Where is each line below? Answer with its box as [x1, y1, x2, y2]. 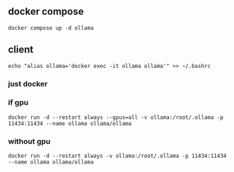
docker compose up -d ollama [8, 24, 94, 31]
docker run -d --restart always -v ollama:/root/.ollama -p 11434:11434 [8, 152, 227, 160]
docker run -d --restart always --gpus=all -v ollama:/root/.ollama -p [8, 113, 223, 121]
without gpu [8, 136, 51, 146]
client [8, 44, 34, 56]
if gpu [8, 98, 29, 108]
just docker [8, 79, 48, 88]
